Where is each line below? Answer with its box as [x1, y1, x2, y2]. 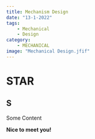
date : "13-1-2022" [6, 15, 52, 21]
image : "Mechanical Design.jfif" [6, 48, 90, 54]
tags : [6, 20, 20, 26]
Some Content [6, 114, 42, 121]
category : [6, 37, 31, 43]
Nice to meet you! [6, 126, 52, 133]
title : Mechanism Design [6, 8, 69, 15]
